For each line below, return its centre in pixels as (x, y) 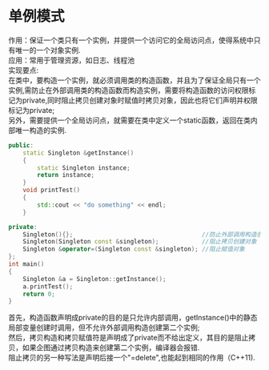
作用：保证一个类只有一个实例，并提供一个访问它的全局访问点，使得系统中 (131, 40)
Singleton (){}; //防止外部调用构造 (140, 234)
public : (21, 145)
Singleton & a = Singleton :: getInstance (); (94, 279)
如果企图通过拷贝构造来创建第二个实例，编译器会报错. (111, 348)
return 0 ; (39, 294)
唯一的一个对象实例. (48, 50)
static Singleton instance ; (84, 168)
